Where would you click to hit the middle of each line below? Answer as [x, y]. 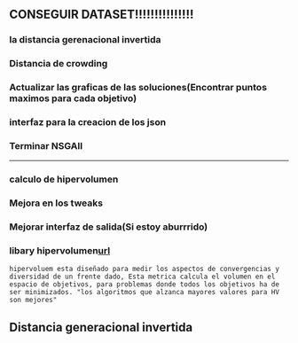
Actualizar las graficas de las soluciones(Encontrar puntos [138, 88]
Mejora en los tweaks [56, 203]
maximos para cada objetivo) [73, 98]
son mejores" [33, 300]
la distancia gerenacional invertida [85, 40]
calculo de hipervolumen [64, 179]
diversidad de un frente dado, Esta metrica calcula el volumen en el [142, 277]
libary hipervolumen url [60, 251]
